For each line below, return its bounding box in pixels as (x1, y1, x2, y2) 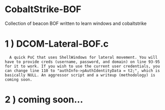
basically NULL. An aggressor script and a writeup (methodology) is (5, 72, 156, 78)
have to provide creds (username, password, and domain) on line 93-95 (5, 59, 160, 64)
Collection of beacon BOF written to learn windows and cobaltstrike (5, 20, 147, 26)
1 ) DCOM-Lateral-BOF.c (5, 38, 109, 50)
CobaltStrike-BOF (5, 4, 81, 15)
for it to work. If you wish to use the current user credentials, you (5, 63, 160, 69)
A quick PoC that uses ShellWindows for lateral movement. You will (9, 55, 158, 60)
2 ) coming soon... (5, 94, 84, 105)
